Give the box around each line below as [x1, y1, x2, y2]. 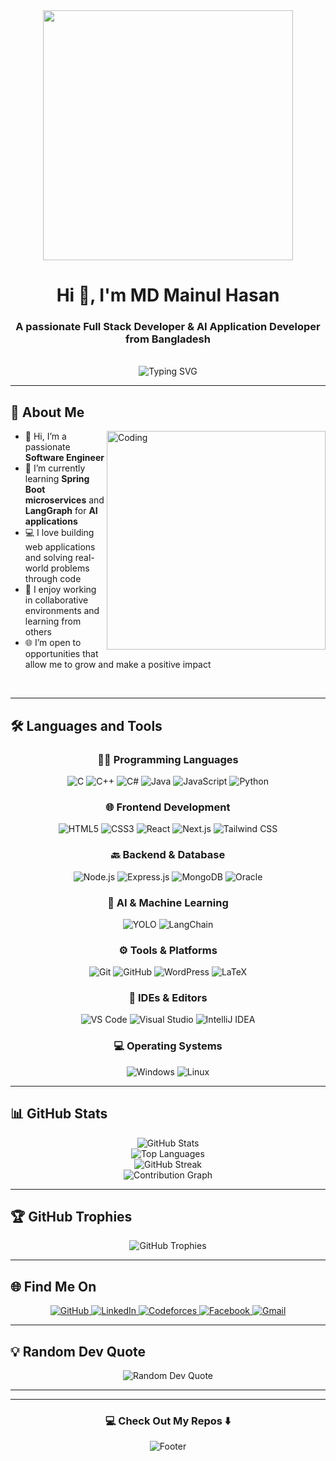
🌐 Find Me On [10, 1278, 97, 1295]
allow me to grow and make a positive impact [24, 659, 212, 671]
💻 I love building [24, 527, 95, 539]
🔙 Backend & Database [110, 848, 226, 862]
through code [24, 573, 82, 585]
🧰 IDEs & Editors [128, 991, 208, 1005]
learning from [24, 615, 82, 628]
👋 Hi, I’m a [24, 430, 67, 443]
